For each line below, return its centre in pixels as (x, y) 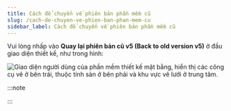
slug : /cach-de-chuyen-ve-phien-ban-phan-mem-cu (79, 20)
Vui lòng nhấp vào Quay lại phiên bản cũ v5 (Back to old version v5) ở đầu (115, 46)
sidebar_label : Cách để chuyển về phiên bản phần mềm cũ (91, 26)
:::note (16, 88)
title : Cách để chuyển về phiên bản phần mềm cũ (79, 14)
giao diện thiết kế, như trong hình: (56, 53)
